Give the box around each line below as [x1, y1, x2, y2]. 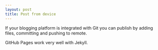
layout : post [5, 7, 32, 12]
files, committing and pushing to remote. [5, 30, 87, 36]
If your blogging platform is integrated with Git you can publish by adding [5, 25, 154, 31]
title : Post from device [5, 12, 56, 17]
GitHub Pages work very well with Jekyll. [5, 39, 88, 45]
